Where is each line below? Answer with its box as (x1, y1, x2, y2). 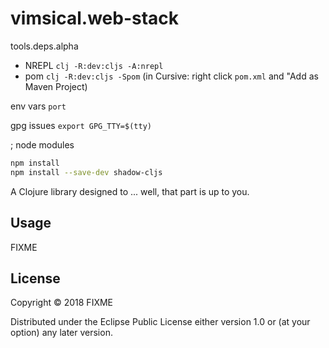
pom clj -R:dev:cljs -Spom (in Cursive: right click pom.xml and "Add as (24, 70, 319, 82)
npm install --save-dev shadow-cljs (10, 167, 163, 177)
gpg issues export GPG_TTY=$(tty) (10, 119, 152, 131)
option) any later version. (10, 327, 113, 339)
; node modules (10, 138, 75, 151)
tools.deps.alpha (10, 40, 79, 52)
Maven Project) (24, 80, 88, 92)
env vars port (10, 100, 67, 112)
